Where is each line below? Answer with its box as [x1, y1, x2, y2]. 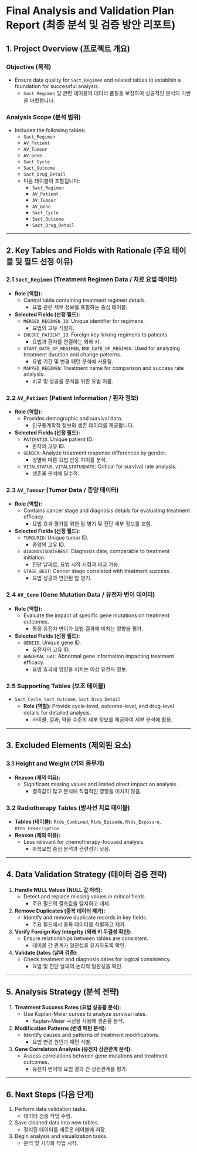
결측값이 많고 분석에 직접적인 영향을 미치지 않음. [32, 787, 142, 794]
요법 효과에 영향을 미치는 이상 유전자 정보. [32, 665, 128, 673]
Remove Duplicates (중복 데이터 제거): [14, 907, 106, 914]
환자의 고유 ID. [32, 443, 66, 450]
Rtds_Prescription [14, 826, 60, 832]
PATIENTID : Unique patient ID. [23, 436, 94, 443]
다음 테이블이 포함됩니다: [23, 177, 80, 184]
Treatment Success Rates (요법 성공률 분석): [14, 1003, 121, 1010]
